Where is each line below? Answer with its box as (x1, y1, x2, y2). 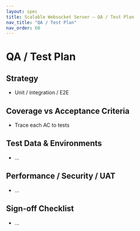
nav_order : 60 (6, 25, 41, 31)
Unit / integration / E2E (14, 89, 69, 96)
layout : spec (6, 8, 38, 15)
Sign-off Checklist (6, 203, 74, 214)
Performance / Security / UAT (6, 171, 116, 181)
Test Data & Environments (6, 138, 102, 148)
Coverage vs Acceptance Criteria (6, 106, 130, 116)
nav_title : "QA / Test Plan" (6, 19, 77, 25)
